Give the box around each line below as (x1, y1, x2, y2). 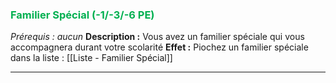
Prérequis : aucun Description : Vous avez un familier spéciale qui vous (10, 31, 305, 43)
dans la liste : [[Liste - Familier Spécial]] (10, 52, 173, 64)
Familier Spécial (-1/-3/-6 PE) (10, 8, 155, 22)
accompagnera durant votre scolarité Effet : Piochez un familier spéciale (10, 41, 309, 53)
